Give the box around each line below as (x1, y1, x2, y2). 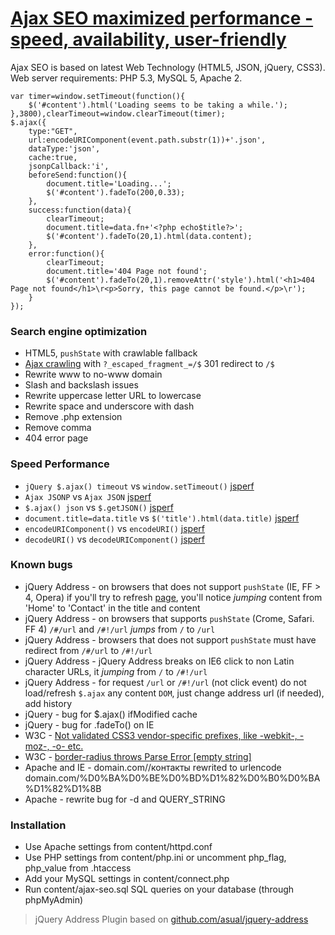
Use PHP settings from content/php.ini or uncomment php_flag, (24, 852, 287, 864)
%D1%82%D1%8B (24, 782, 102, 794)
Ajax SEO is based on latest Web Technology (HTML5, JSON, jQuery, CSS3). (10, 61, 326, 73)
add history (24, 697, 72, 709)
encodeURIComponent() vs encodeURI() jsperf (24, 522, 205, 534)
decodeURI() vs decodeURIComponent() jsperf (24, 533, 205, 545)
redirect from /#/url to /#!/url (24, 644, 153, 656)
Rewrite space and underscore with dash (24, 400, 195, 412)
